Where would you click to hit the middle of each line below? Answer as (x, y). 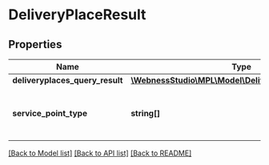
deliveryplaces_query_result (68, 80)
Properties (35, 44)
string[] (145, 113)
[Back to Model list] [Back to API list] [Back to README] (100, 153)
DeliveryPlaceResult (77, 15)
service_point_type (50, 113)
